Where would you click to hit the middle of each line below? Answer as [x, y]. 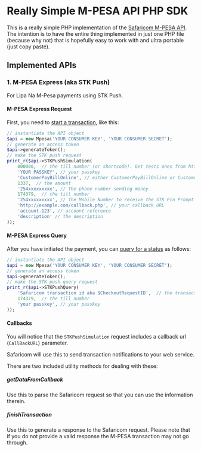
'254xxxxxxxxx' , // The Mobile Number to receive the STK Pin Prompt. [107, 200]
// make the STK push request [44, 156]
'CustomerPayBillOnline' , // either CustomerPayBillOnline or [96, 177]
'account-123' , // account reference [64, 211]
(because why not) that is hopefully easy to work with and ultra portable [95, 40]
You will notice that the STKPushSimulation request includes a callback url [97, 336]
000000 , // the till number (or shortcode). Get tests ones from [102, 167]
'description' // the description [60, 216]
